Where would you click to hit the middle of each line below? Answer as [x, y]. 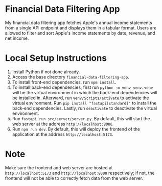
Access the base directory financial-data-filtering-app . [71, 77]
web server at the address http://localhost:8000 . [63, 124]
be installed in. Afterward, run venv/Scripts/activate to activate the [81, 98]
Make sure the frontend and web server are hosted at [59, 167]
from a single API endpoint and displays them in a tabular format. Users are [81, 27]
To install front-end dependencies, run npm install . [64, 82]
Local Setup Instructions [56, 58]
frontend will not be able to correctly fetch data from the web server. [74, 178]
